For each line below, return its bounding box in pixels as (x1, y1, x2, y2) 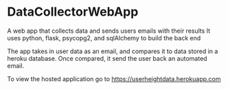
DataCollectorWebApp (7, 4, 139, 20)
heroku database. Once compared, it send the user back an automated (7, 54, 207, 62)
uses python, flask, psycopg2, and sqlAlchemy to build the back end (7, 33, 201, 42)
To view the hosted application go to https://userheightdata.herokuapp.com (7, 74, 221, 82)
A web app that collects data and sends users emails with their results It (7, 27, 211, 35)
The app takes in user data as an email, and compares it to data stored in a (7, 47, 218, 55)
